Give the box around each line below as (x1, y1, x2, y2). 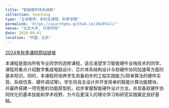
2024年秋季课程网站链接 (5, 49, 56, 55)
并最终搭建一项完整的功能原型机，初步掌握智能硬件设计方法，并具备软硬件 (5, 85, 159, 91)
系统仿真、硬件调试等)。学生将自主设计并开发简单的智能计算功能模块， (14, 78, 161, 85)
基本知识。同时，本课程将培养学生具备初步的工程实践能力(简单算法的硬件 (5, 72, 157, 78)
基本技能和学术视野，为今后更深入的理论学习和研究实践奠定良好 (22, 91, 155, 97)
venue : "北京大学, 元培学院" (5, 26, 60, 31)
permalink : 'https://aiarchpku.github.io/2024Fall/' (5, 21, 118, 26)
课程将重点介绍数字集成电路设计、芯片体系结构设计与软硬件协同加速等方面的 (5, 66, 164, 72)
